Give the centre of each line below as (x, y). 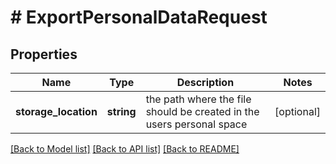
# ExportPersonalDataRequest (139, 17)
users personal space (196, 124)
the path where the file (198, 99)
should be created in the (202, 111)
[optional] (297, 111)
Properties (44, 54)
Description (205, 82)
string (121, 111)
